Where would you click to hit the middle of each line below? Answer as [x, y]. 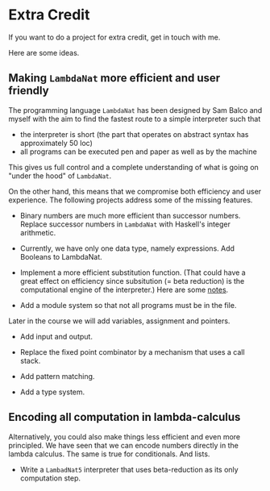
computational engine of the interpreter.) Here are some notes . [124, 289]
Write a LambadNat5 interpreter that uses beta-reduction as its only [129, 469]
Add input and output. [56, 336]
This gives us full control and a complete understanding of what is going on [134, 167]
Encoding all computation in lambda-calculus [125, 417]
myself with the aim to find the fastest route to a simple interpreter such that [135, 119]
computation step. [50, 478]
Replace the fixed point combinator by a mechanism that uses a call [132, 352]
